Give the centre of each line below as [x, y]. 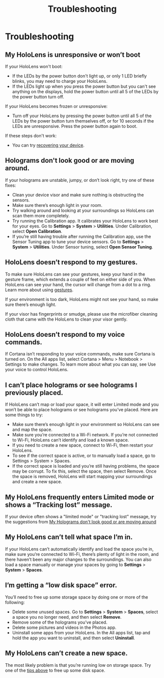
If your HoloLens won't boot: [34, 66]
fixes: [11, 185]
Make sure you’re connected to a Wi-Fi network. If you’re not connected [85, 435]
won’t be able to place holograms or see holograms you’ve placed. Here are [82, 410]
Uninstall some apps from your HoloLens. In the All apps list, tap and [81, 632]
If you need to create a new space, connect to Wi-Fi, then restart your [82, 445]
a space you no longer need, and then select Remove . [67, 617]
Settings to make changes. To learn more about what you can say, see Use [81, 364]
